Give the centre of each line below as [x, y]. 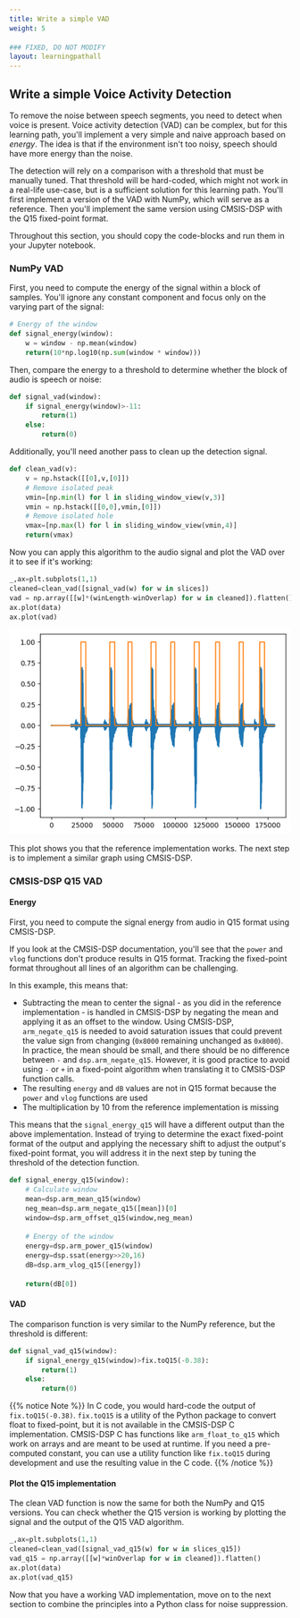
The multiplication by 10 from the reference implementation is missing [150, 1107]
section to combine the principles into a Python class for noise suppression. [149, 1604]
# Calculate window [62, 1190]
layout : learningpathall [55, 57]
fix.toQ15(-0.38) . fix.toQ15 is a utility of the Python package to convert [143, 1415]
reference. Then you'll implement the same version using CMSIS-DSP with [146, 208]
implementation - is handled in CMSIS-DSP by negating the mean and [150, 1012]
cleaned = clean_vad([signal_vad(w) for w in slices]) [109, 589]
